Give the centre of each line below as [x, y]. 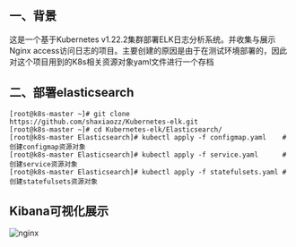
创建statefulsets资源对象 [54, 182]
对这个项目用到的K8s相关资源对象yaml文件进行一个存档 [112, 62]
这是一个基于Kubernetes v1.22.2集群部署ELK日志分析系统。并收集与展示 [143, 39]
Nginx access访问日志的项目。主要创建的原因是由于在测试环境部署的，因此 [148, 50]
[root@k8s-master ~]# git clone [70, 114]
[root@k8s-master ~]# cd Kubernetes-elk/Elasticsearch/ [116, 129]
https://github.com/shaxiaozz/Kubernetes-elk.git [104, 122]
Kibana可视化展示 [59, 212]
